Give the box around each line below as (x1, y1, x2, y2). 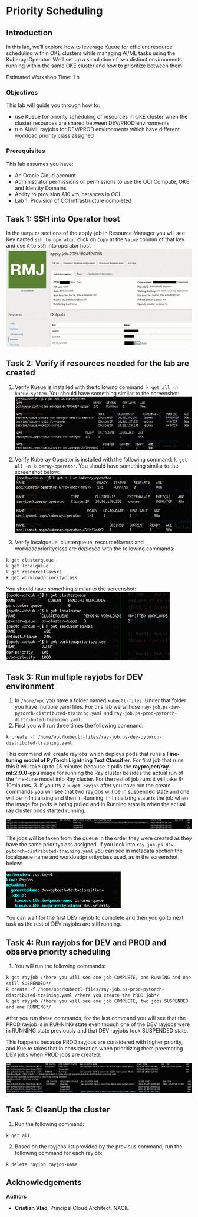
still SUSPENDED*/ (6, 981, 51, 986)
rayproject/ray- (132, 763, 171, 770)
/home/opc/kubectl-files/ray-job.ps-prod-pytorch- (37, 986, 165, 992)
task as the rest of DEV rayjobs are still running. (6, 920, 122, 927)
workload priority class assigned (14, 132, 94, 139)
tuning (6, 757, 22, 764)
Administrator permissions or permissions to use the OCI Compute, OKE (14, 178, 190, 185)
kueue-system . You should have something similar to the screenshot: (14, 390, 180, 397)
